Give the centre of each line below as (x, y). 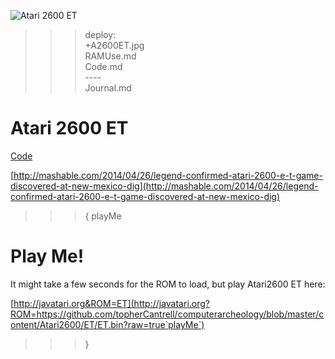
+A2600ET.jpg (114, 45)
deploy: (100, 34)
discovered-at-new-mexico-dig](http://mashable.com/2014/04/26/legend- (164, 186)
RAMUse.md (110, 56)
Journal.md (108, 88)
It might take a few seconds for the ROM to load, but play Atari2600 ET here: (168, 284)
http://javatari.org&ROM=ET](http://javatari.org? (111, 303)
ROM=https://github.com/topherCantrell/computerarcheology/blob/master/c (167, 314)
